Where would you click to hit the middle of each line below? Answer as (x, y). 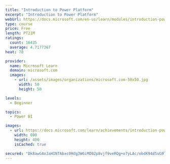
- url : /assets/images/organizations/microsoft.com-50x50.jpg (81, 80)
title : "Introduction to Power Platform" (50, 10)
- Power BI (21, 117)
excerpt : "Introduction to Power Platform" (52, 15)
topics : (13, 112)
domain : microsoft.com (34, 70)
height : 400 (27, 140)
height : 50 (30, 89)
